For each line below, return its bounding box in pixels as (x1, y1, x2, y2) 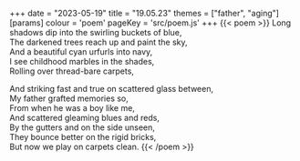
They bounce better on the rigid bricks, (9, 132, 157, 142)
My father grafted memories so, (9, 93, 129, 104)
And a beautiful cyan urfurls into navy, (9, 46, 153, 57)
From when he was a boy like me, (9, 103, 135, 113)
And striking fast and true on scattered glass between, (9, 84, 214, 94)
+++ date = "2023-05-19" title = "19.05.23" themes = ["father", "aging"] (9, 8, 280, 18)
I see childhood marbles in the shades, (9, 56, 155, 66)
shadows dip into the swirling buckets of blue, (9, 27, 182, 37)
